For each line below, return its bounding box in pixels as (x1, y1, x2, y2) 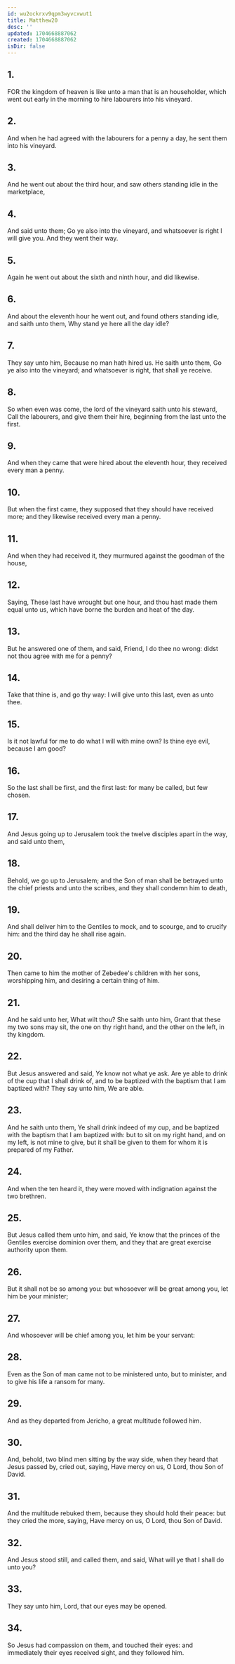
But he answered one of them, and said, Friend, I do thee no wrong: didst (7, 644, 219, 652)
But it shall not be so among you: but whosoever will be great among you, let (7, 1284, 229, 1293)
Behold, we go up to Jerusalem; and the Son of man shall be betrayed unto (7, 876, 224, 885)
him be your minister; (7, 1292, 69, 1301)
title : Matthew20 (7, 17, 58, 24)
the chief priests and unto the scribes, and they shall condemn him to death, (7, 883, 228, 892)
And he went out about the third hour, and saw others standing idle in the (7, 180, 219, 189)
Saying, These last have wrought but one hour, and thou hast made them (7, 598, 217, 606)
